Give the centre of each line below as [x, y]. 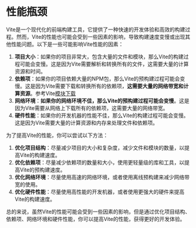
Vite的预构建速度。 [43, 170]
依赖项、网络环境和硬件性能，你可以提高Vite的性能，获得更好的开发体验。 [96, 219]
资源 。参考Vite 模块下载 [48, 93]
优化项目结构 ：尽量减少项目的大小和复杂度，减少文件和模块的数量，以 [99, 147]
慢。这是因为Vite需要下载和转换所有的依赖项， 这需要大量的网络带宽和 [99, 86]
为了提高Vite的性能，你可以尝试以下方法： [57, 135]
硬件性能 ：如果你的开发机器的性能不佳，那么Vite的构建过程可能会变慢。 [102, 115]
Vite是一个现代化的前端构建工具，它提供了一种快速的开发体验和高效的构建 [96, 29]
